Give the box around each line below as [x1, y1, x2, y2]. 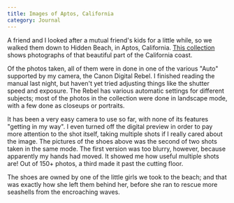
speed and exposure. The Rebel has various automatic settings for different [7, 87, 225, 95]
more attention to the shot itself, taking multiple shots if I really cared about [7, 130, 223, 138]
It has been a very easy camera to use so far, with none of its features [7, 114, 208, 123]
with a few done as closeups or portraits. [7, 101, 125, 110]
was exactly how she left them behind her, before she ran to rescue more [7, 180, 218, 188]
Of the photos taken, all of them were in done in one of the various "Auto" [7, 64, 219, 73]
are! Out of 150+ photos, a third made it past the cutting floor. [7, 159, 184, 167]
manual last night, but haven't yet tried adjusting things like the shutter [7, 79, 210, 87]
